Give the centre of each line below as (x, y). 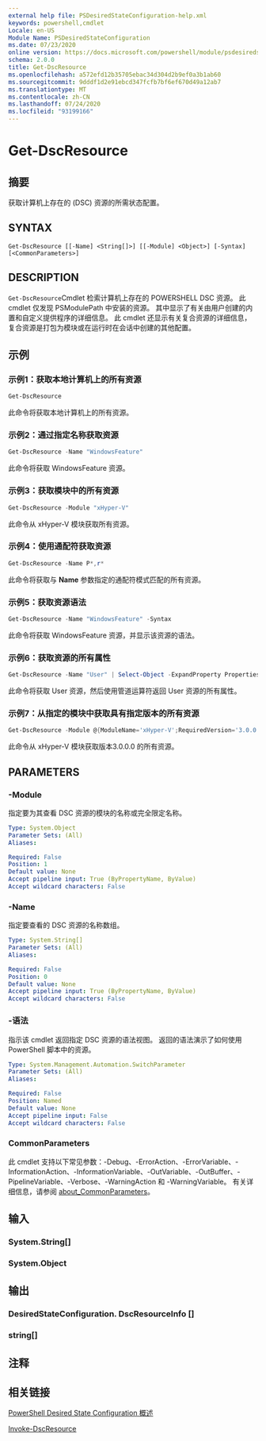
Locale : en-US (32, 30)
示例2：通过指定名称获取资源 (63, 435)
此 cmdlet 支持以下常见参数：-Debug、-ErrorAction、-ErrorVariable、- (123, 1162)
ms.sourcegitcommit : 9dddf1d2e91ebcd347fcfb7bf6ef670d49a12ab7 (115, 82)
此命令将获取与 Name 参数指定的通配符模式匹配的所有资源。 (107, 580)
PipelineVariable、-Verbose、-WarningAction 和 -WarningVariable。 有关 (127, 1181)
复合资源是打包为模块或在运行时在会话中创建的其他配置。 (102, 327)
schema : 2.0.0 (32, 60)
